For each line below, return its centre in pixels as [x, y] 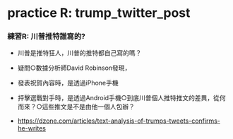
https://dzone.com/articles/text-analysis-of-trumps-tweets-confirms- [119, 121]
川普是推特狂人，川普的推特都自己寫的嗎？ [79, 53]
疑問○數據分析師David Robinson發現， [74, 68]
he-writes [31, 128]
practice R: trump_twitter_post [99, 13]
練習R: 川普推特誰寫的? [47, 37]
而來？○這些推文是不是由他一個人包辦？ [76, 107]
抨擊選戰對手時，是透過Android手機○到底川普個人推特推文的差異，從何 [121, 98]
